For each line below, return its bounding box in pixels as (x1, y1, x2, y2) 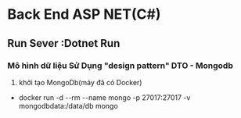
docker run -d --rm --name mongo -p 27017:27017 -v (18, 92, 191, 102)
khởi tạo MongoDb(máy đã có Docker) (18, 77, 142, 87)
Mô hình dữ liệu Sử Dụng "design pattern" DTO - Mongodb (7, 60, 234, 71)
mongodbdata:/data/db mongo (18, 101, 118, 110)
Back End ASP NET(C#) (7, 5, 161, 23)
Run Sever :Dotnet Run (7, 37, 120, 50)
